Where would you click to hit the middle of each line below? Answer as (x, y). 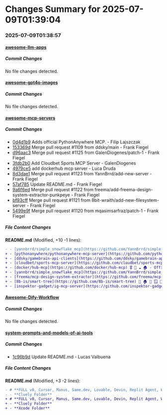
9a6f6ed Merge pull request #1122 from (53, 189)
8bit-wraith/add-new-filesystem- (125, 200)
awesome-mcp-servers (30, 118)
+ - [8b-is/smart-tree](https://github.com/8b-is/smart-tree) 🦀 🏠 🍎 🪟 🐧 (84, 281)
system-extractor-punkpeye (41, 195)
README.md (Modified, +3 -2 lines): (43, 381)
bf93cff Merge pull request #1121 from (51, 200)
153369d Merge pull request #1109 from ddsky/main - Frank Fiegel (80, 147)
